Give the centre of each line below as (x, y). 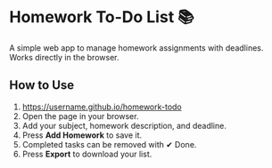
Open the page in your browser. (80, 116)
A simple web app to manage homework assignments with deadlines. (136, 48)
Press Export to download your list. (87, 154)
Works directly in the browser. (64, 57)
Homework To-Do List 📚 (102, 17)
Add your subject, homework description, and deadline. (124, 125)
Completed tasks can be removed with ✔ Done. (109, 144)
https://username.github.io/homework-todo (102, 107)
